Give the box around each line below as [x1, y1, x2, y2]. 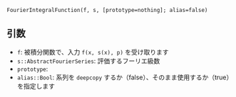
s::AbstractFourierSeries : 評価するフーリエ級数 [16, 57, 160, 65]
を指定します [16, 81, 55, 90]
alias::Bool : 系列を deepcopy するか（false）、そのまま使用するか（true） [16, 73, 230, 81]
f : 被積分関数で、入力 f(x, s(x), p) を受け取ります [16, 47, 169, 56]
